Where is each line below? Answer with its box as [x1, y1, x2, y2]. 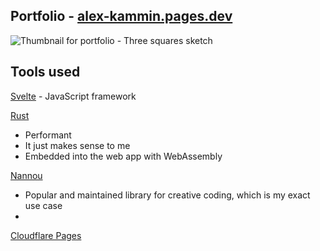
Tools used [10, 64, 81, 81]
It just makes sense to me [24, 139, 131, 151]
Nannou [10, 169, 43, 181]
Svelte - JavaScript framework [10, 90, 137, 102]
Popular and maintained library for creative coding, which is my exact [24, 189, 311, 201]
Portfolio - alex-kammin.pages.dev [10, 8, 233, 25]
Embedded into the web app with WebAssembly [24, 150, 223, 162]
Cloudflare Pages [10, 229, 82, 241]
